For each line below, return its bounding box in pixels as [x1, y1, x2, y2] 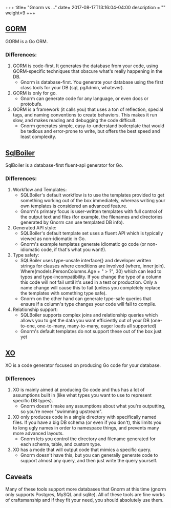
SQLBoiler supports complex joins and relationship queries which [20, 312, 158, 318]
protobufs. [20, 101, 42, 107]
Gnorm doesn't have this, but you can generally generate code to [20, 452, 158, 458]
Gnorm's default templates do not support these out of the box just [20, 328, 162, 335]
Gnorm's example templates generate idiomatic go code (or [20, 241, 146, 247]
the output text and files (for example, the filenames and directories [20, 214, 163, 220]
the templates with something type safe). [20, 290, 107, 297]
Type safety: [12, 252, 39, 258]
